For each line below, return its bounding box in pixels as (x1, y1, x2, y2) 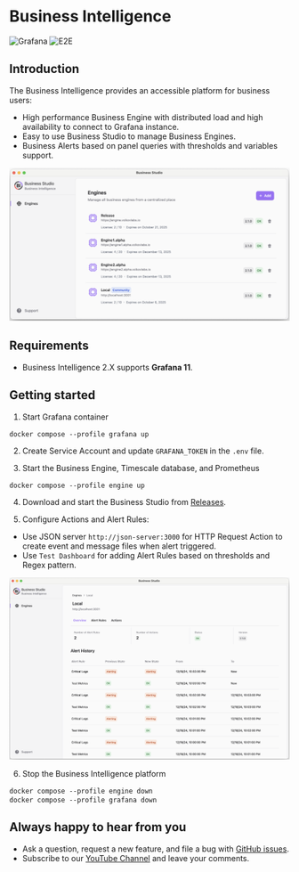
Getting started (9, 387, 96, 403)
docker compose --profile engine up (9, 481, 145, 490)
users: (9, 94, 33, 105)
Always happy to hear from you (9, 819, 187, 835)
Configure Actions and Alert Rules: (21, 514, 149, 525)
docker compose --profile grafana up (9, 429, 149, 438)
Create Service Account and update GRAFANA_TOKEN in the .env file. (21, 445, 264, 456)
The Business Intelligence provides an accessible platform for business (9, 85, 271, 95)
